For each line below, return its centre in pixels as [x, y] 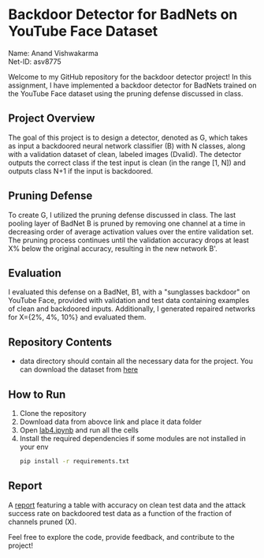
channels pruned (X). [43, 522]
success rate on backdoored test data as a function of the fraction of [120, 513]
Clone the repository [53, 413]
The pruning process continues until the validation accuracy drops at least [129, 240]
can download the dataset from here [79, 369]
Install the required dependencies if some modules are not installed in [133, 438]
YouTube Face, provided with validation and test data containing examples [129, 301]
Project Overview [52, 119]
